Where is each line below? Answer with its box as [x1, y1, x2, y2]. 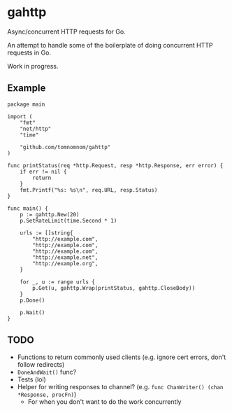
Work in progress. [7, 62, 59, 70]
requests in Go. [7, 48, 51, 57]
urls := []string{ [20, 229, 73, 237]
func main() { [7, 204, 49, 212]
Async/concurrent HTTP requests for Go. [7, 27, 126, 36]
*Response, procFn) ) [17, 390, 77, 398]
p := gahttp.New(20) [20, 211, 80, 218]
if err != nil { [20, 168, 68, 175]
